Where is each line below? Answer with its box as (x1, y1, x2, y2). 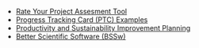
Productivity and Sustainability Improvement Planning (15, 24, 191, 32)
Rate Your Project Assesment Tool (15, 7, 128, 16)
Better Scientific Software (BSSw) (15, 31, 126, 41)
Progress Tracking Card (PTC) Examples (15, 15, 148, 24)
